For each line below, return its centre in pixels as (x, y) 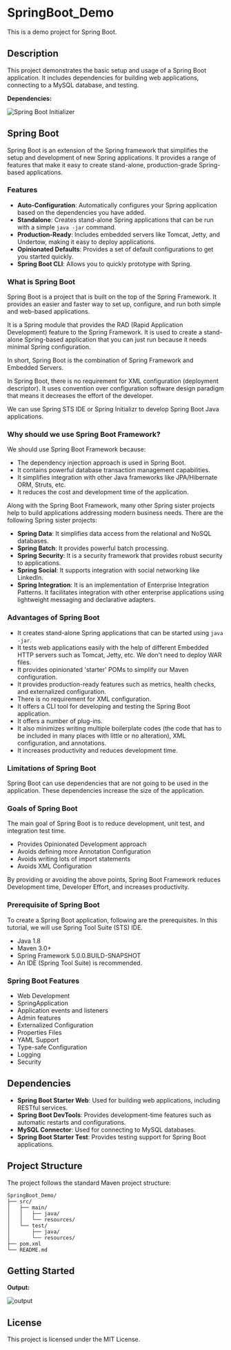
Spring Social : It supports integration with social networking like (108, 570)
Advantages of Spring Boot (53, 618)
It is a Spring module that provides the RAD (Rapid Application (95, 325)
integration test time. (37, 831)
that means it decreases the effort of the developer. (80, 396)
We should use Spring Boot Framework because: (77, 449)
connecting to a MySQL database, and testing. (73, 85)
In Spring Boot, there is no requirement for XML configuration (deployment (113, 381)
